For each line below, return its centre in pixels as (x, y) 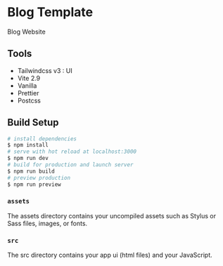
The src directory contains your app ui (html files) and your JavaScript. (110, 255)
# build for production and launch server (70, 165)
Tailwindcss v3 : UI (45, 70)
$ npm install (28, 145)
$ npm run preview (34, 184)
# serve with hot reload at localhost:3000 (72, 152)
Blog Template (50, 12)
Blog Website (26, 32)
